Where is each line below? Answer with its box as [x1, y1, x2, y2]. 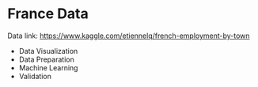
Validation [18, 71, 52, 81]
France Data [7, 5, 89, 23]
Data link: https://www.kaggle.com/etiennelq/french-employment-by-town [7, 31, 250, 40]
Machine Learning [18, 62, 78, 72]
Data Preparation [18, 55, 74, 64]
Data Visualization [18, 46, 78, 55]
